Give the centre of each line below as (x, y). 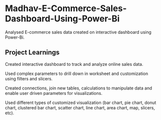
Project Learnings (32, 52)
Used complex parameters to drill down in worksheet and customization (77, 74)
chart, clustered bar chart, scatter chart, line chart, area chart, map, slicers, (80, 107)
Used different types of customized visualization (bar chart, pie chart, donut (80, 103)
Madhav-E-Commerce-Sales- (66, 8)
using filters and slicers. (29, 78)
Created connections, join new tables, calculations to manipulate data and (79, 88)
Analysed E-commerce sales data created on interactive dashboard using (78, 32)
